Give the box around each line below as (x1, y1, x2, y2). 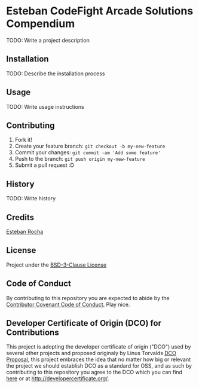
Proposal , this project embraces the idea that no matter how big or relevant (6, 356, 191, 363)
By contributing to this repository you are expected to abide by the (6, 294, 170, 301)
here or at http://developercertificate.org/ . (6, 375, 109, 382)
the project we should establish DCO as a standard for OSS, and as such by (6, 362, 192, 369)
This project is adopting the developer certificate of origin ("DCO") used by (6, 343, 191, 350)
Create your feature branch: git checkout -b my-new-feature (14, 142, 166, 150)
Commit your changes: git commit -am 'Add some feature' (14, 149, 161, 156)
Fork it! (14, 136, 33, 143)
